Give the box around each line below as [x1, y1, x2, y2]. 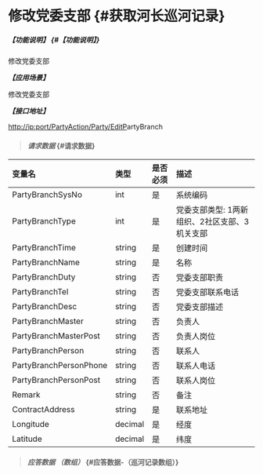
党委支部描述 [175, 301, 224, 312]
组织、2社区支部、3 [175, 217, 250, 228]
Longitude [12, 419, 49, 430]
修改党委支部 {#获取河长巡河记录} [8, 7, 225, 25]
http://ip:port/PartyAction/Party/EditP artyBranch [8, 122, 163, 132]
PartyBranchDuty [12, 272, 76, 283]
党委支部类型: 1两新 [175, 205, 249, 216]
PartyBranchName [12, 257, 81, 268]
